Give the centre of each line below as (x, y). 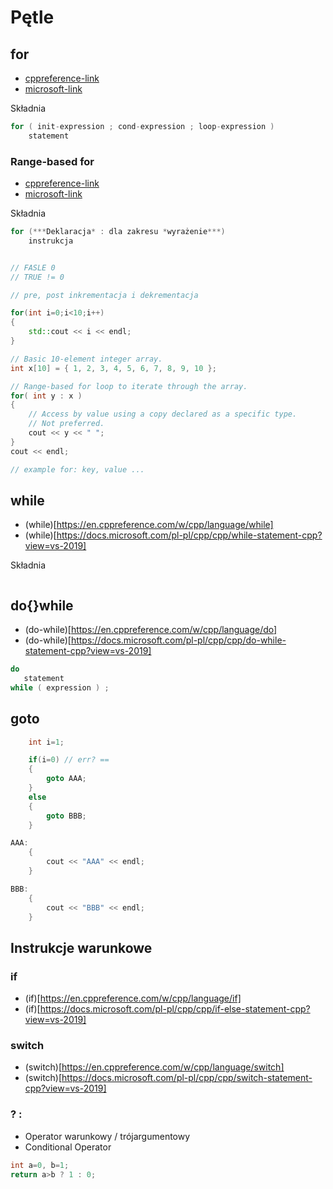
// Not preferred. (66, 424)
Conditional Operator (68, 1147)
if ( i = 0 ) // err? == (69, 760)
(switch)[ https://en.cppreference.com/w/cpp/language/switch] (154, 1067)
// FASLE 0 (33, 267)
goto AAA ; (66, 779)
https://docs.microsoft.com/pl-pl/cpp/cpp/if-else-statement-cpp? (175, 1009)
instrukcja (51, 241)
